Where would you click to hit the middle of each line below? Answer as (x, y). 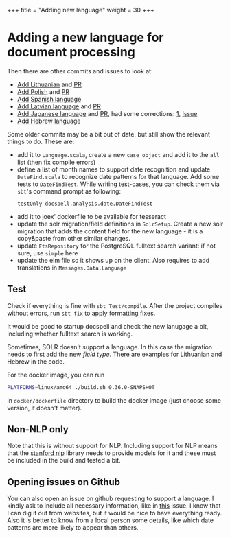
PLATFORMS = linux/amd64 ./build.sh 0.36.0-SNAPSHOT (81, 387)
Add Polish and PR (43, 91)
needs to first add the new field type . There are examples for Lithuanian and (115, 354)
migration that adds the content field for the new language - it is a (110, 231)
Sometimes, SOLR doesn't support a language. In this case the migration (110, 347)
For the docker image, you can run (56, 375)
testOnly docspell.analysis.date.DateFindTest (85, 204)
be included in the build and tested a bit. (64, 460)
